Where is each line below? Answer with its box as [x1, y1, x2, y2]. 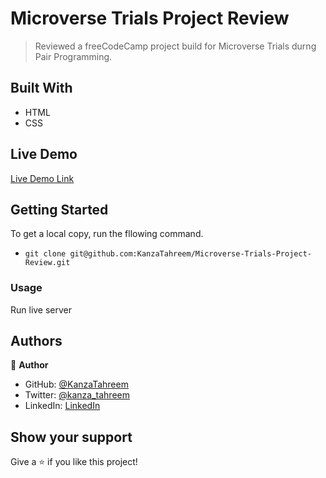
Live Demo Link [10, 172, 75, 184]
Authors [10, 333, 63, 350]
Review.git [24, 258, 71, 268]
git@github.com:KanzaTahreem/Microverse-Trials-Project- [69, 249, 312, 259]
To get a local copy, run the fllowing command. [10, 228, 204, 240]
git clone [24, 249, 67, 259]
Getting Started [10, 201, 109, 218]
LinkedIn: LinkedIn [24, 400, 101, 412]
